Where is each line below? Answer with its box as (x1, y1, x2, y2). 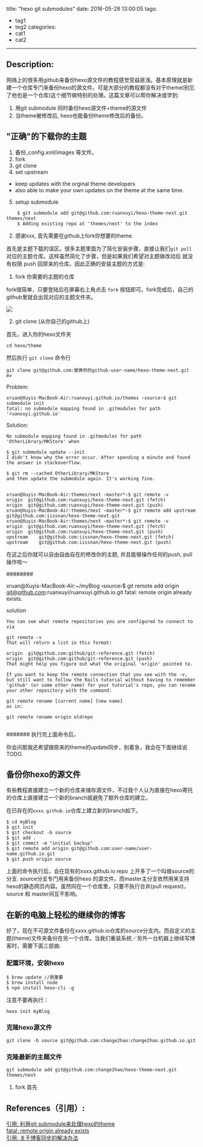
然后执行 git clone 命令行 (6, 354, 71, 361)
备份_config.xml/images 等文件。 (14, 149, 97, 156)
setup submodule (14, 198, 59, 206)
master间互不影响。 (31, 891, 81, 898)
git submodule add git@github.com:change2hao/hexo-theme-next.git (6, 1067, 177, 1073)
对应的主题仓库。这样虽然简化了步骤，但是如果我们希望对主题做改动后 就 (6, 252, 188, 259)
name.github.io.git (6, 851, 56, 857)
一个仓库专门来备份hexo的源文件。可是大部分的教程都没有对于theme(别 (11, 84, 190, 91)
